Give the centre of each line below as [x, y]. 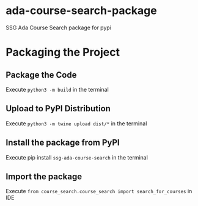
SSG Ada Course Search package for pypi [58, 28]
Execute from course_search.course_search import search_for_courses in [99, 191]
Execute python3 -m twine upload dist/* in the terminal [76, 123]
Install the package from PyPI [63, 143]
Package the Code [41, 75]
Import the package [44, 176]
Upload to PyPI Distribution [58, 109]
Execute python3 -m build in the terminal [57, 89]
